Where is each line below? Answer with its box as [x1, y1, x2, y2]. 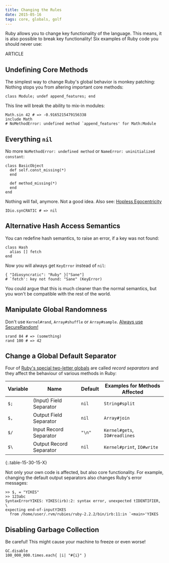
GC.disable [5, 548, 28, 553]
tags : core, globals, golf [5, 17, 62, 22]
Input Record [33, 426, 64, 433]
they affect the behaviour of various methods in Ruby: [5, 370, 117, 377]
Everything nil [5, 135, 53, 143]
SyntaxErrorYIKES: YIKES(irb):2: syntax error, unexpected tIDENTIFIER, [5, 499, 161, 504]
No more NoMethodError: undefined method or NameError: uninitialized [5, 148, 155, 154]
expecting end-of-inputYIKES [5, 507, 66, 513]
